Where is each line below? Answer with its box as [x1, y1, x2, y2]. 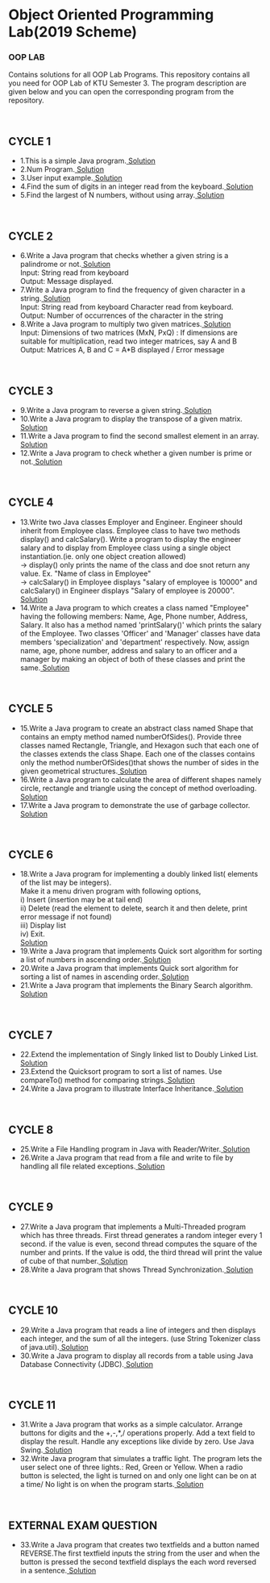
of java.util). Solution [19, 1342, 89, 1352]
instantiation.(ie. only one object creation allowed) [19, 551, 187, 561]
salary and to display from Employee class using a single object [19, 543, 231, 552]
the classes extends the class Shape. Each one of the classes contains [19, 748, 255, 759]
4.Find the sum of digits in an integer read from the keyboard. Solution [19, 181, 254, 191]
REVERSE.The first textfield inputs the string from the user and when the [19, 1548, 260, 1558]
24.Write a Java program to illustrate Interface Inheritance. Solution [19, 1084, 244, 1094]
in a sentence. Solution [19, 1566, 97, 1576]
